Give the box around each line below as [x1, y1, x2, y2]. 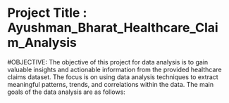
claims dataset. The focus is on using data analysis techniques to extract [7, 72, 218, 81]
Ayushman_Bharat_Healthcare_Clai [7, 20, 218, 36]
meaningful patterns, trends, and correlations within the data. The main [7, 80, 213, 88]
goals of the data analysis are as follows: [7, 88, 125, 96]
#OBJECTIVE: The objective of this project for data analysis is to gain [7, 57, 209, 66]
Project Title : [7, 5, 87, 21]
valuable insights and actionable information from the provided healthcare [7, 65, 222, 74]
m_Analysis [7, 35, 78, 50]
